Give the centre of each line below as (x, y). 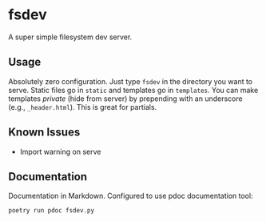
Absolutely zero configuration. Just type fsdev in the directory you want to (131, 81)
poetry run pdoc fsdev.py (51, 211)
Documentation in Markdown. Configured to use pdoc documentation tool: (131, 196)
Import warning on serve (60, 151)
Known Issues (44, 133)
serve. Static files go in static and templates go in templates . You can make (133, 90)
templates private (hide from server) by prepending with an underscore (125, 99)
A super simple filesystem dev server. (70, 37)
